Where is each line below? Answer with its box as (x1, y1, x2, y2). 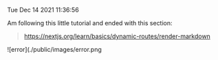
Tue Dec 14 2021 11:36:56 (7, 6, 79, 14)
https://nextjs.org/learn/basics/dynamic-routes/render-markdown (23, 32, 211, 40)
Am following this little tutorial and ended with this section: (7, 19, 173, 27)
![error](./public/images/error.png (7, 46, 102, 53)
